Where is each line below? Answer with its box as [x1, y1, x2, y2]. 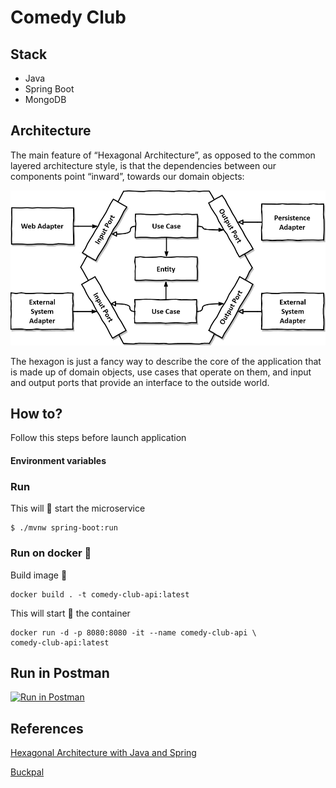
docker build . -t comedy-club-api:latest [10, 589, 190, 600]
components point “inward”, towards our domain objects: [10, 170, 245, 182]
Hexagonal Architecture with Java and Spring [10, 747, 197, 759]
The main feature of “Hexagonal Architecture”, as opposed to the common [10, 149, 316, 161]
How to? [10, 405, 63, 422]
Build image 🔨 [10, 569, 68, 581]
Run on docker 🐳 [10, 546, 92, 560]
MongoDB [24, 94, 67, 105]
